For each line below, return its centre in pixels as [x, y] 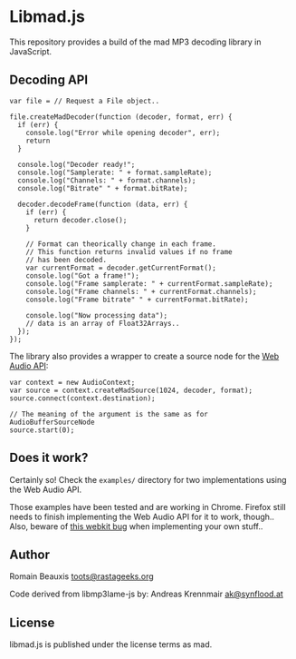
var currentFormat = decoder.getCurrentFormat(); [121, 268]
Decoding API [49, 80]
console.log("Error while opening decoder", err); [123, 133]
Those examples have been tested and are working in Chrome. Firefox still [148, 507]
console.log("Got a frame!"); [83, 275]
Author [29, 554]
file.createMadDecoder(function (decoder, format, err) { [121, 117]
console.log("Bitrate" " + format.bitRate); [103, 188]
